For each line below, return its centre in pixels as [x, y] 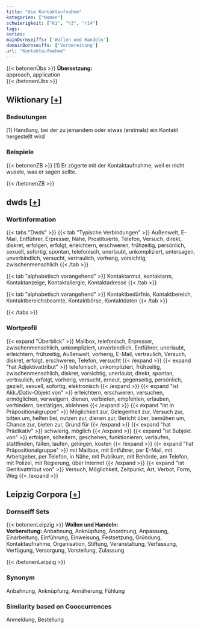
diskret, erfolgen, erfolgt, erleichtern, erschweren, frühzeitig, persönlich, [96, 245]
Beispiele [20, 152]
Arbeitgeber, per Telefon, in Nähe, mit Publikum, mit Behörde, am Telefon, [98, 456]
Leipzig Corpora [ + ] [44, 495]
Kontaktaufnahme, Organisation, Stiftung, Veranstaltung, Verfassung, [92, 544]
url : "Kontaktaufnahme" [36, 51]
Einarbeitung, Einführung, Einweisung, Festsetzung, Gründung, [84, 537]
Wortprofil [22, 328]
